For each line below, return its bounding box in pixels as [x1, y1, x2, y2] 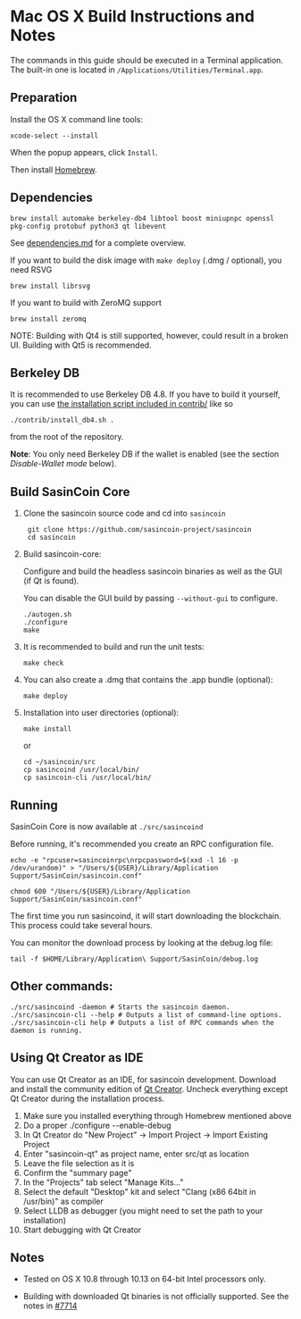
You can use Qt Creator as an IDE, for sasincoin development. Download [10, 1074, 277, 1085]
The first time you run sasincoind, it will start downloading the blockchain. [10, 911, 282, 921]
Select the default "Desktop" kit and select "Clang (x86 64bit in [22, 1186, 256, 1197]
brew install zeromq [10, 315, 88, 323]
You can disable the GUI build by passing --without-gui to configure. [22, 592, 278, 604]
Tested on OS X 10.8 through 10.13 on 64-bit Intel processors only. [22, 1273, 266, 1284]
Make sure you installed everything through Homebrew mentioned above [22, 1110, 292, 1121]
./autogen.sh [22, 610, 72, 619]
